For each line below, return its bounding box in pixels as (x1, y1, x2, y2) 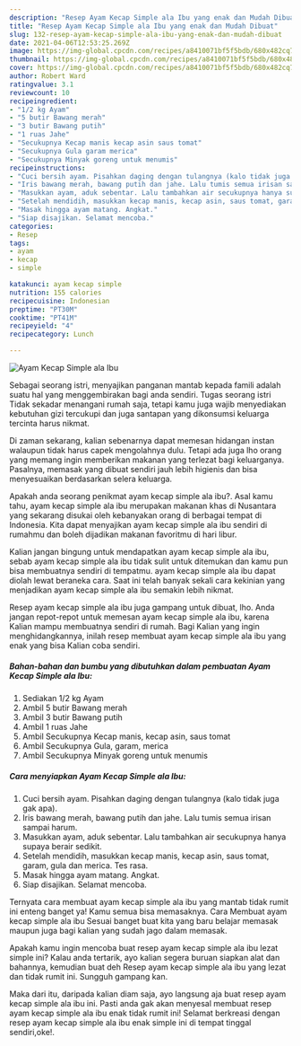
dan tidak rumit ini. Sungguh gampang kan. (9, 971, 168, 981)
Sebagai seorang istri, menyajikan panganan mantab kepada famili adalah (9, 380, 281, 391)
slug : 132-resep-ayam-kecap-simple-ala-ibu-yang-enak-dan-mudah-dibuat (9, 30, 282, 39)
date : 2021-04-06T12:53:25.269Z (9, 38, 130, 48)
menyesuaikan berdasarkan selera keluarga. (9, 473, 173, 484)
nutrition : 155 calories (9, 288, 102, 297)
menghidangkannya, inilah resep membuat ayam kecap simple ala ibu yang (9, 630, 287, 641)
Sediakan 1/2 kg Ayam (21, 692, 105, 703)
